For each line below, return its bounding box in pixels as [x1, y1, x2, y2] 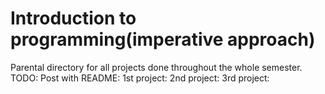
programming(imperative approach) [10, 28, 316, 51]
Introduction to [10, 7, 137, 30]
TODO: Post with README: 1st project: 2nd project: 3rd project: [10, 72, 270, 84]
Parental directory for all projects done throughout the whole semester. [10, 61, 303, 73]
